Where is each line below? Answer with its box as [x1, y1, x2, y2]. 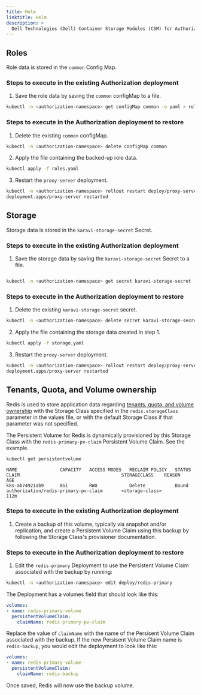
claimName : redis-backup [17, 671, 79, 677]
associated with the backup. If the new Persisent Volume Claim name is [6, 636, 182, 643]
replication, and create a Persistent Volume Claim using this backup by [14, 526, 190, 534]
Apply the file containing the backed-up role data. [14, 154, 138, 161]
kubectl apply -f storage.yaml [6, 340, 84, 346]
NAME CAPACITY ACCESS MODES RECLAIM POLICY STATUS [6, 466, 191, 473]
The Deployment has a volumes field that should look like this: [6, 591, 159, 598]
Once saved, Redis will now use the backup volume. [6, 682, 135, 689]
